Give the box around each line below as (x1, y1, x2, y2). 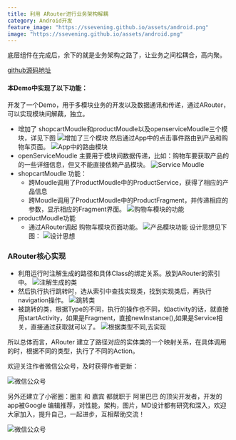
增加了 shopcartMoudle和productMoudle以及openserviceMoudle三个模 (17, 125, 228, 133)
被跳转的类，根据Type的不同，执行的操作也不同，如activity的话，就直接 (17, 305, 230, 313)
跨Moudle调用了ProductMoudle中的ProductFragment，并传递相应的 (28, 196, 228, 205)
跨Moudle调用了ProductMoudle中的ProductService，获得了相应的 (28, 178, 223, 187)
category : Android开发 (7, 17, 73, 24)
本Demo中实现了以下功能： (7, 83, 88, 92)
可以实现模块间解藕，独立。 (7, 110, 89, 118)
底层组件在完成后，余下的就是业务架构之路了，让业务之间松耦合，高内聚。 (7, 51, 226, 59)
